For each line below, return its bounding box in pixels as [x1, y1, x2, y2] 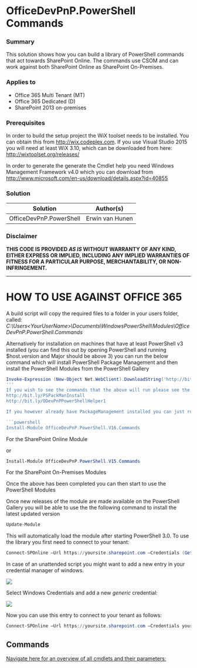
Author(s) [96, 205, 124, 213]
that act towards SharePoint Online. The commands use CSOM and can [6, 57, 179, 64]
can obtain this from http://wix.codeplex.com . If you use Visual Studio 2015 [6, 138, 188, 145]
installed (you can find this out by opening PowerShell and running [6, 346, 167, 353]
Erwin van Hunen [86, 215, 133, 223]
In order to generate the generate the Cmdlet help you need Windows [6, 162, 174, 169]
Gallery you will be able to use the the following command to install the [6, 504, 177, 511]
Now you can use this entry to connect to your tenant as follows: [6, 612, 162, 619]
